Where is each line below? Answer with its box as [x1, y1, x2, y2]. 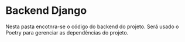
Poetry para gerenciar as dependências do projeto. [5, 29, 129, 36]
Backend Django [5, 4, 87, 17]
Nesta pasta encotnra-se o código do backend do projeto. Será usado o [5, 23, 179, 30]
